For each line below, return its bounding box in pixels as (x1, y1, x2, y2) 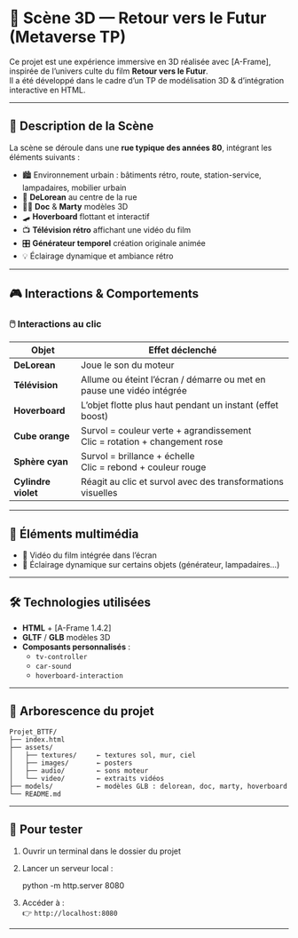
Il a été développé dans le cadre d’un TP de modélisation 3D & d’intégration (9, 75, 285, 85)
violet (13, 487, 38, 499)
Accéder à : (21, 897, 65, 908)
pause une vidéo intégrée (81, 385, 188, 397)
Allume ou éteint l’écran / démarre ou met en (81, 373, 266, 386)
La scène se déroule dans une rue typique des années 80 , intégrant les (9, 142, 272, 153)
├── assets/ (9, 743, 53, 751)
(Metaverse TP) (9, 27, 127, 47)
